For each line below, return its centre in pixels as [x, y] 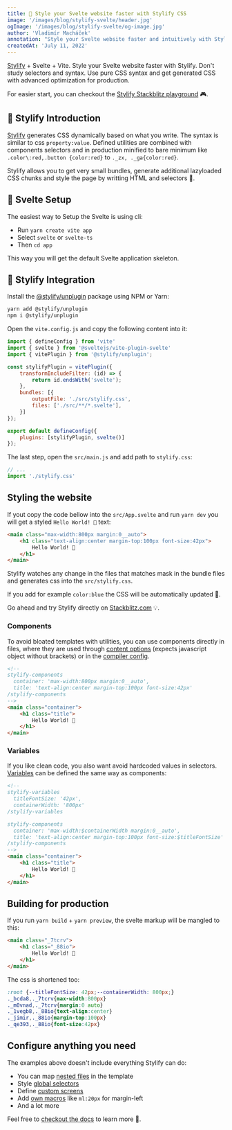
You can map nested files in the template [75, 1076]
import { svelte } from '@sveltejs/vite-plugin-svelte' [89, 348]
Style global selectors [48, 1083]
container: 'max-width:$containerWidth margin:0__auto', [97, 831]
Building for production [58, 904]
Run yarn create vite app [55, 230]
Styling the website [50, 498]
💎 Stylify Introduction [54, 118]
